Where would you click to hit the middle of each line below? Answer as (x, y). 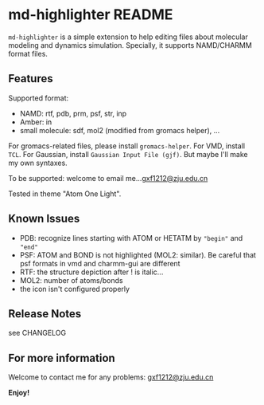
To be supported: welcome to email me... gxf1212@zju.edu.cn (108, 178)
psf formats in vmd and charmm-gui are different (100, 263)
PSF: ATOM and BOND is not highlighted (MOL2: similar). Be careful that (138, 255)
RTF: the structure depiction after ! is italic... (91, 272)
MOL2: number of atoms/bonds (71, 280)
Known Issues (44, 219)
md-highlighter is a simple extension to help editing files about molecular (128, 37)
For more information (62, 358)
